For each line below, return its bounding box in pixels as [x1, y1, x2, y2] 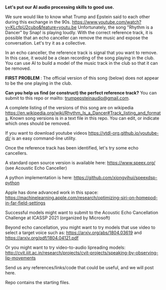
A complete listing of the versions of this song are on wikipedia [5, 105, 134, 110]
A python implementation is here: [5, 175, 73, 180]
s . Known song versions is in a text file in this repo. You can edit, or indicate [5, 115, 160, 121]
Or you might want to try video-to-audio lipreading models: [5, 244, 125, 250]
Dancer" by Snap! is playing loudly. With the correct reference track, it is [5, 30, 153, 35]
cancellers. [5, 150, 28, 156]
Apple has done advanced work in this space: [5, 190, 99, 195]
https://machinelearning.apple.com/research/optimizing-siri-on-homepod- [5, 195, 158, 200]
